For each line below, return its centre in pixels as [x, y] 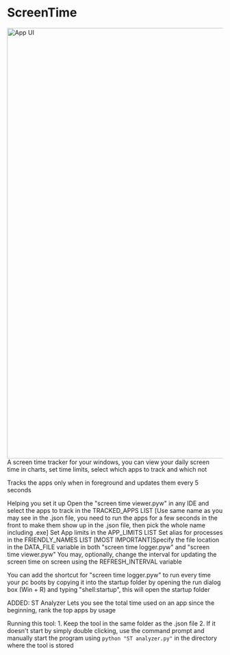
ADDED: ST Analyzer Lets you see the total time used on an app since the [111, 603]
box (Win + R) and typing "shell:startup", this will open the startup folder [108, 589]
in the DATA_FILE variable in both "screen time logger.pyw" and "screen [108, 547]
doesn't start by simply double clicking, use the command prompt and [106, 630]
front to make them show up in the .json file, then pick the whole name [106, 525]
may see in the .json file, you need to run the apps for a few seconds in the [112, 518]
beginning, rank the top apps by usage [62, 610]
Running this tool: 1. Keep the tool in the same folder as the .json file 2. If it [111, 623]
